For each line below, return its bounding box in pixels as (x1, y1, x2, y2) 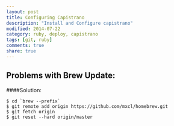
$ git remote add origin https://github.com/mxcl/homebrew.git (6, 103, 169, 109)
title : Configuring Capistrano (6, 14, 85, 20)
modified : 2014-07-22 (6, 25, 61, 32)
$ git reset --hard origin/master (6, 114, 93, 120)
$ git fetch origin (6, 109, 55, 115)
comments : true (6, 43, 45, 49)
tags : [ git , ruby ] (6, 37, 52, 43)
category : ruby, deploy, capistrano (6, 31, 98, 37)
